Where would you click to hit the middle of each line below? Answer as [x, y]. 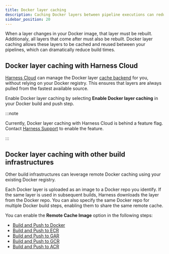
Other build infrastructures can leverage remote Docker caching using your [83, 174]
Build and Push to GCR [36, 241]
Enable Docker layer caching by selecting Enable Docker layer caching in [82, 98]
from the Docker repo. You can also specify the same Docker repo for [77, 200]
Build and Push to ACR [36, 246]
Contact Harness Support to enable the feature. [55, 129]
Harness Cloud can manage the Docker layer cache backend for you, [77, 78]
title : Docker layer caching [36, 10]
